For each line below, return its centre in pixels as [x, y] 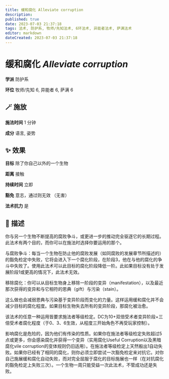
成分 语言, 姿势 [20, 133]
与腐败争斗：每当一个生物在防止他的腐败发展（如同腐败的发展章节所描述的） [84, 254]
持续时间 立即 [19, 185]
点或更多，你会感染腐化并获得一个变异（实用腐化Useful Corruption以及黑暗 [83, 340]
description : [19, 15]
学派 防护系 [17, 79]
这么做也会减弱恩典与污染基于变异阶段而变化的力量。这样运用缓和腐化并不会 [84, 300]
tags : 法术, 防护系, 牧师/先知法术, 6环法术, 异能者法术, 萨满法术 [69, 29]
